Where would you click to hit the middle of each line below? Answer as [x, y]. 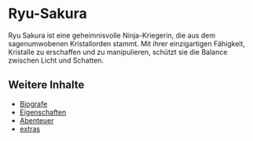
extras [30, 128]
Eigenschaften [43, 112]
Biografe [33, 103]
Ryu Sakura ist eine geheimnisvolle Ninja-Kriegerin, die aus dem [112, 35]
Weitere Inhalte [46, 85]
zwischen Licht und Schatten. [56, 60]
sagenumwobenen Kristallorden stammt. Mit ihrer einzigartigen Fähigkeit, [127, 43]
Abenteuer [37, 120]
